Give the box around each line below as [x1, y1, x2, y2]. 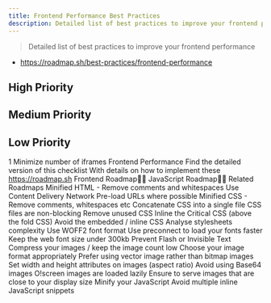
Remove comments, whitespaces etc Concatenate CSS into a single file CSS [8, 200, 262, 210]
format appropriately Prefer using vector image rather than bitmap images [8, 251, 254, 261]
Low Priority [8, 135, 71, 149]
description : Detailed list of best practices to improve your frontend [8, 19, 258, 27]
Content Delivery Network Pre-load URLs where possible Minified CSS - [8, 191, 248, 201]
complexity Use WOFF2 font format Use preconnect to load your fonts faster [8, 225, 263, 235]
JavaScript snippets [8, 286, 75, 296]
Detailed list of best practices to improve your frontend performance [27, 41, 256, 51]
